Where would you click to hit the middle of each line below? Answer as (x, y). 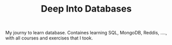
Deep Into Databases (86, 9)
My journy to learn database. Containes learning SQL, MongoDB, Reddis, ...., (86, 32)
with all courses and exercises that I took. (49, 38)
